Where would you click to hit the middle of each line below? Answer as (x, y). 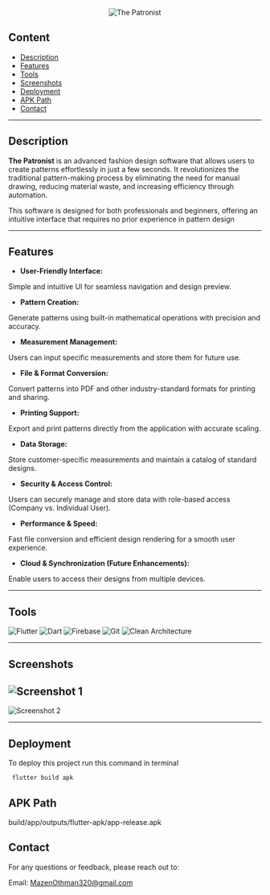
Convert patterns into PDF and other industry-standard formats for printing (132, 389)
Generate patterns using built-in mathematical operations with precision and (135, 318)
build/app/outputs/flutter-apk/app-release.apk (85, 822)
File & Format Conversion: (64, 373)
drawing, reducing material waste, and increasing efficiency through (121, 186)
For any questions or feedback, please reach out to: (94, 867)
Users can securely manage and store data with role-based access (119, 500)
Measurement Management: (69, 342)
